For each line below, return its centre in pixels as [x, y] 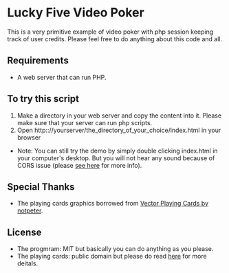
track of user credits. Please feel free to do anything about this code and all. [115, 39]
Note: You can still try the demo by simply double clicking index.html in [117, 151]
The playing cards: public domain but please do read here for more [112, 256]
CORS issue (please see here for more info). [79, 165]
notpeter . [30, 210]
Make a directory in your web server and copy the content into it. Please [119, 116]
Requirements [38, 61]
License [24, 232]
